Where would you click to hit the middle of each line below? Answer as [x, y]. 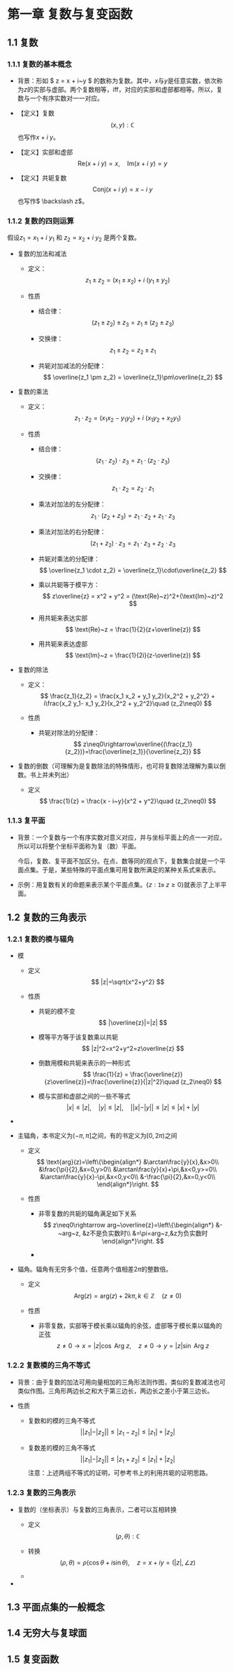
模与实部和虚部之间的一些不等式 [84, 1096]
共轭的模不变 [57, 1011]
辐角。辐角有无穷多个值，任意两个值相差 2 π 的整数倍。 [95, 1270]
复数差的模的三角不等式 [61, 1448]
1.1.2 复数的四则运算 [41, 221]
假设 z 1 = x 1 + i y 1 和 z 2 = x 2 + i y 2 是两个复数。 [74, 238]
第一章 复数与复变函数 [70, 14]
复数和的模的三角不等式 [61, 1420]
